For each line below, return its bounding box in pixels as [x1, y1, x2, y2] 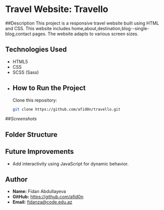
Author [5, 175, 28, 184]
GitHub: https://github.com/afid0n [12, 194, 84, 200]
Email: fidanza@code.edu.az [12, 199, 73, 205]
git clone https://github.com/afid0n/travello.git [12, 107, 121, 112]
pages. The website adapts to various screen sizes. [32, 31, 139, 37]
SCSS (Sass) [12, 69, 39, 75]
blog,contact [5, 31, 32, 37]
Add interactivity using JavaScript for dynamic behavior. [12, 160, 129, 166]
